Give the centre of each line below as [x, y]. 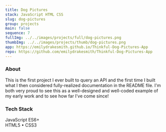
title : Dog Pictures [27, 10]
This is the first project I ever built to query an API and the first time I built [80, 80]
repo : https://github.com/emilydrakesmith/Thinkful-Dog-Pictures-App [79, 51]
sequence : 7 [17, 33]
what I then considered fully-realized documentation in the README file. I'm [83, 85]
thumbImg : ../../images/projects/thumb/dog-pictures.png [66, 42]
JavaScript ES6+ [22, 120]
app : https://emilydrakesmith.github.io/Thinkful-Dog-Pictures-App [77, 47]
